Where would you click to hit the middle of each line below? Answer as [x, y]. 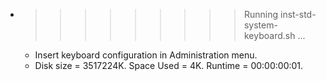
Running [261, 14]
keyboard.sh [269, 35]
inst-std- [298, 14]
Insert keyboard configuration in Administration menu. [146, 55]
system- [260, 25]
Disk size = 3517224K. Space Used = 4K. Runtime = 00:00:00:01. [169, 65]
